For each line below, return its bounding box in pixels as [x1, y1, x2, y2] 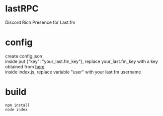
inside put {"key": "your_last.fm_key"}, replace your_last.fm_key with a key [5, 58, 158, 64]
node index [5, 107, 28, 112]
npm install [5, 103, 30, 108]
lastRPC [5, 3, 39, 14]
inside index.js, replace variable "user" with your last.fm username [5, 69, 141, 75]
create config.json [5, 53, 43, 59]
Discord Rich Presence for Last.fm [5, 19, 76, 25]
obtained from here [5, 63, 45, 69]
